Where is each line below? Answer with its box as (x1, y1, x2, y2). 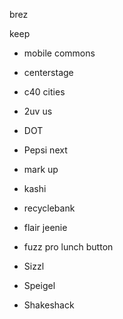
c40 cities (23, 86, 66, 98)
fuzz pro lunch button (23, 241, 114, 253)
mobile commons (23, 47, 96, 59)
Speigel (23, 280, 56, 291)
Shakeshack (23, 299, 75, 311)
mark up (23, 164, 59, 175)
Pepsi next (23, 144, 68, 156)
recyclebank (23, 202, 76, 214)
